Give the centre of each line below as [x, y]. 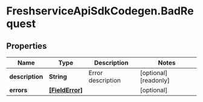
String [58, 76]
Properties [27, 46]
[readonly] [155, 80]
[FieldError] [66, 90]
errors [18, 90]
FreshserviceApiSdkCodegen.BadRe [100, 11]
